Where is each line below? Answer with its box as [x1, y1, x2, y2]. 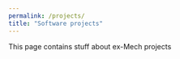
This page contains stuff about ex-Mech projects [8, 41, 172, 51]
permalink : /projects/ [8, 11, 85, 20]
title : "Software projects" [8, 19, 104, 27]
